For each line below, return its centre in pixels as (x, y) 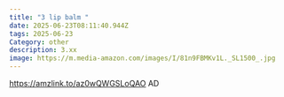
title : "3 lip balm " (49, 17)
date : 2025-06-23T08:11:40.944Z (69, 26)
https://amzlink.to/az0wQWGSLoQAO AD (84, 83)
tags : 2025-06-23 (41, 34)
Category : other (39, 42)
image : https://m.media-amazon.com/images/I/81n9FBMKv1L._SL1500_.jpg (142, 58)
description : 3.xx (43, 50)
